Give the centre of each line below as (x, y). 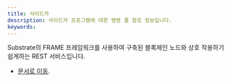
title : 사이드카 (28, 14)
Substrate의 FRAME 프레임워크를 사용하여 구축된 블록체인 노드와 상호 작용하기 (116, 48)
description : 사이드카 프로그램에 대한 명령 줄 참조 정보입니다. (90, 20)
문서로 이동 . (34, 71)
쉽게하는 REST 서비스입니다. (47, 56)
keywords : (22, 27)
